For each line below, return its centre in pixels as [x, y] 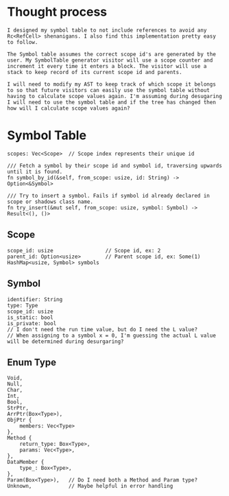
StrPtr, [18, 408]
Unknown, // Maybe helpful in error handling [90, 486]
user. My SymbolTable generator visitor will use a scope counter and [110, 60]
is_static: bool [30, 317]
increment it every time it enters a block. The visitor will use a [107, 66]
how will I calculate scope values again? [69, 108]
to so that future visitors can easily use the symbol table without [109, 90]
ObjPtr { [20, 420]
